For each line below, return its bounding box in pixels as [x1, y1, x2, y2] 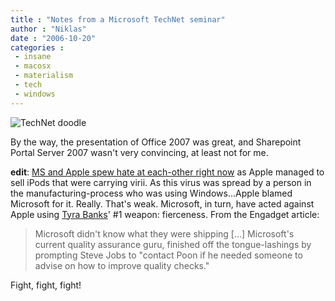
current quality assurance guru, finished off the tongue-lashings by [34, 238, 312, 250]
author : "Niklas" [10, 24, 87, 34]
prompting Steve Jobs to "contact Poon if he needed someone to [34, 249, 303, 261]
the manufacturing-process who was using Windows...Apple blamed [10, 187, 293, 199]
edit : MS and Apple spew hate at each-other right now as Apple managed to [10, 166, 325, 178]
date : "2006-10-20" [10, 33, 97, 43]
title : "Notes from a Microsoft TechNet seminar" [10, 14, 226, 25]
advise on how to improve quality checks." [34, 259, 210, 271]
